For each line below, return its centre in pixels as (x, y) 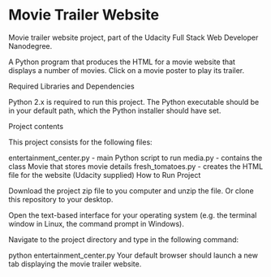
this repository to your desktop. (61, 199)
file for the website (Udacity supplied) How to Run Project (105, 175)
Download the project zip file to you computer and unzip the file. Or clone (131, 190)
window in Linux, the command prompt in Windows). (96, 223)
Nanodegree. (30, 45)
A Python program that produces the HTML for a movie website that (122, 62)
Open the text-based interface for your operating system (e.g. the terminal (133, 215)
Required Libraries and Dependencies (72, 86)
